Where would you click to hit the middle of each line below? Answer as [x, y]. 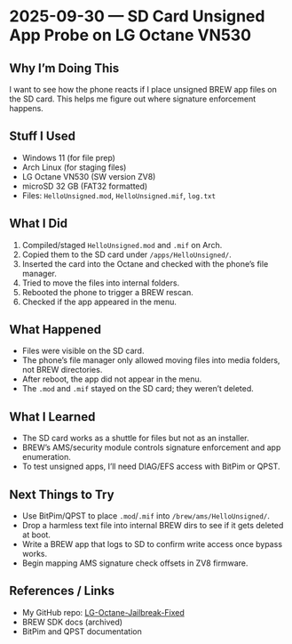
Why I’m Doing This [64, 68]
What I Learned [52, 417]
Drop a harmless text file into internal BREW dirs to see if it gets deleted [153, 526]
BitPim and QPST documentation [82, 631]
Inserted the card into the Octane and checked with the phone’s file [145, 263]
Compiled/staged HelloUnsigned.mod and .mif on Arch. [122, 245]
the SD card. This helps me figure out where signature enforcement [133, 99]
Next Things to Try [62, 494]
